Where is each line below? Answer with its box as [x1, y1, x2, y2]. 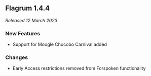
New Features [5, 30, 41, 37]
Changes [5, 54, 28, 61]
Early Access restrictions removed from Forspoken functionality [12, 65, 146, 71]
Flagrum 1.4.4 [5, 4, 50, 13]
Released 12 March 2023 [5, 17, 58, 23]
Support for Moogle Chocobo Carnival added [12, 41, 107, 47]
